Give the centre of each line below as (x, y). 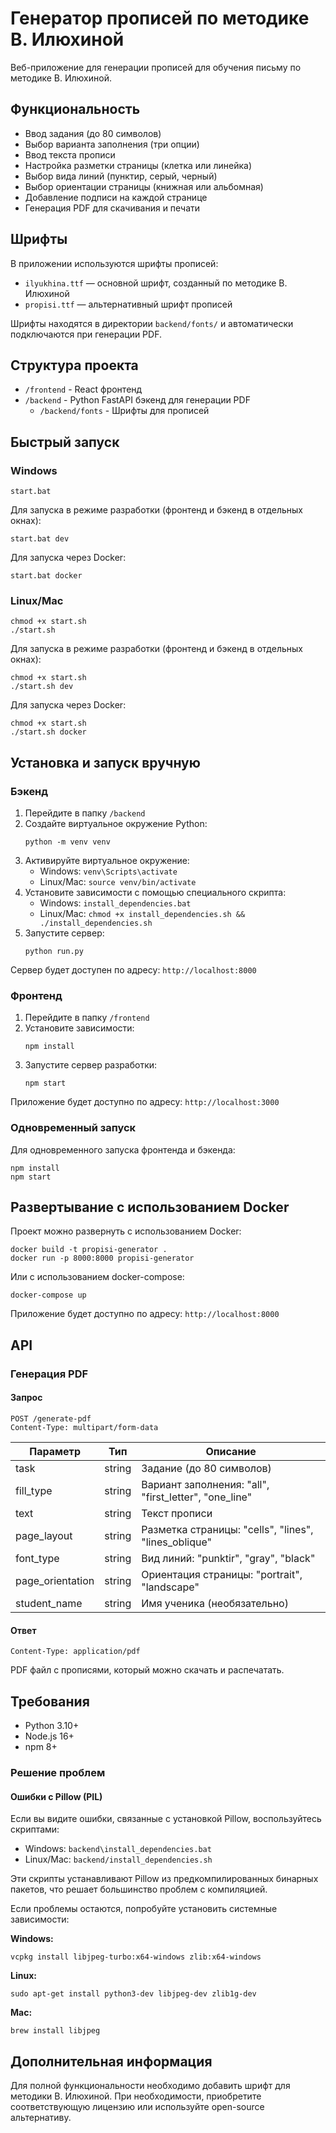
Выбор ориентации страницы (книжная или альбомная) (144, 186)
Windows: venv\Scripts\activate (108, 871)
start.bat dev (40, 539)
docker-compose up (48, 1295)
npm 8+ (41, 1746)
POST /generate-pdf (51, 1418)
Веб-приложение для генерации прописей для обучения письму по (156, 67)
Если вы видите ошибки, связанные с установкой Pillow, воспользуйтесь (166, 1819)
